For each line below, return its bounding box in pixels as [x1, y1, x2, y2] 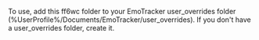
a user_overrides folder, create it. [8, 24, 115, 32]
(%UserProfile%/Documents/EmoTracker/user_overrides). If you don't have [8, 15, 252, 24]
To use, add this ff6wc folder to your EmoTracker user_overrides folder [8, 7, 236, 16]
